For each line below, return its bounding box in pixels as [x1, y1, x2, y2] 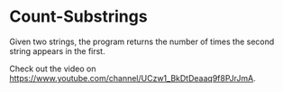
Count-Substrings [9, 6, 148, 27]
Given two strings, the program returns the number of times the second [9, 36, 275, 47]
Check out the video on [9, 63, 96, 74]
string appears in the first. [9, 45, 105, 56]
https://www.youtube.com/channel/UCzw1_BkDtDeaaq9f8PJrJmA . [9, 72, 256, 83]
